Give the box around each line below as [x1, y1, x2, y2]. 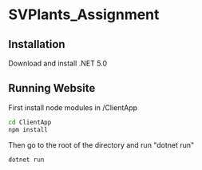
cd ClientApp [8, 118, 52, 126]
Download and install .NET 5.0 [8, 58, 108, 68]
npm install [8, 125, 48, 133]
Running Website [8, 81, 96, 95]
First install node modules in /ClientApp [8, 102, 138, 113]
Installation [8, 38, 65, 51]
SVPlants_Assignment [8, 6, 160, 24]
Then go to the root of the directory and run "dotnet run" [8, 140, 195, 149]
